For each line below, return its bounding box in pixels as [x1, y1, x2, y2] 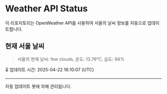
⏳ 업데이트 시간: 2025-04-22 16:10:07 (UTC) [5, 66, 94, 72]
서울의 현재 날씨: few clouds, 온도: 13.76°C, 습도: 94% [17, 56, 125, 62]
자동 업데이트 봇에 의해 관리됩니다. [5, 83, 72, 89]
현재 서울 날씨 [5, 42, 45, 50]
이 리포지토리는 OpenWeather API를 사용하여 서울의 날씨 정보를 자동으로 [5, 20, 147, 26]
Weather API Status [5, 3, 88, 14]
